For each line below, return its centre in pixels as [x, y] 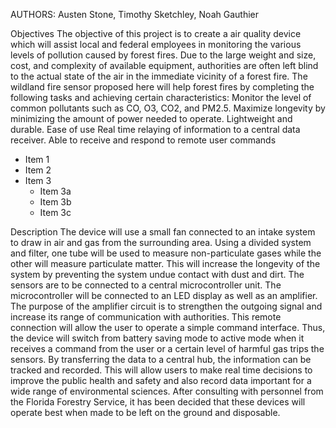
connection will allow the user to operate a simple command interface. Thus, [168, 327]
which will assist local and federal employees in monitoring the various [156, 44]
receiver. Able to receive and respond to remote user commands [143, 140]
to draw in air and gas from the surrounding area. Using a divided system [161, 242]
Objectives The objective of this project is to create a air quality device [156, 33]
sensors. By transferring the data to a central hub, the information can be [161, 359]
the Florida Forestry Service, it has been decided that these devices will [158, 402]
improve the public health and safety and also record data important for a [161, 380]
